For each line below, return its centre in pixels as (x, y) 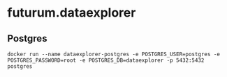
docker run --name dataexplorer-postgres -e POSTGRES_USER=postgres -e (113, 54)
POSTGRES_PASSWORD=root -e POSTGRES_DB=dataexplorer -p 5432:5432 (106, 60)
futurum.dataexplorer (72, 13)
